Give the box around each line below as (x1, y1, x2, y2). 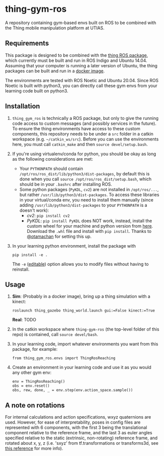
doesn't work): (19, 207, 49, 213)
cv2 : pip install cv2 (26, 212, 70, 218)
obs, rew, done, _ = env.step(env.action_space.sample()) (12, 388, 133, 393)
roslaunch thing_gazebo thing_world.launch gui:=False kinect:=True (12, 308, 155, 313)
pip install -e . (12, 252, 48, 257)
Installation (5, 102, 40, 111)
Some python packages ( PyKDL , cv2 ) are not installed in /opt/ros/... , (19, 186, 159, 192)
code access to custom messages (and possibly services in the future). (12, 120, 157, 126)
